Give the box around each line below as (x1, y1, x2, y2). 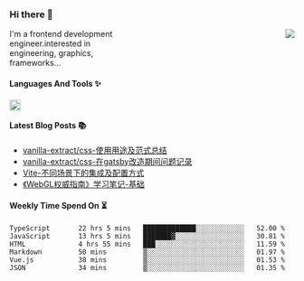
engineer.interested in (9, 38, 91, 49)
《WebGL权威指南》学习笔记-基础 (22, 178, 145, 189)
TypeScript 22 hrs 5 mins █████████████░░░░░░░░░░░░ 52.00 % (9, 223, 285, 233)
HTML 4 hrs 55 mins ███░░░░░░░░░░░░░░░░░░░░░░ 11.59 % (9, 239, 285, 248)
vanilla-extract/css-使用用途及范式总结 (22, 145, 167, 155)
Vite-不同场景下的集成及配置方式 (22, 167, 145, 178)
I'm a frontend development (9, 29, 113, 40)
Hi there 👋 (9, 8, 54, 21)
